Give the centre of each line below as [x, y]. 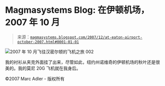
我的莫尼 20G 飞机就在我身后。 [49, 68]
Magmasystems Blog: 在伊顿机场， [77, 10]
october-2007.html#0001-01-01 [48, 42]
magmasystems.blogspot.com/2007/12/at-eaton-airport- [86, 37]
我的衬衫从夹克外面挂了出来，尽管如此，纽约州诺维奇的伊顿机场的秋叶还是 [80, 62]
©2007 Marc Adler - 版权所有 [35, 79]
